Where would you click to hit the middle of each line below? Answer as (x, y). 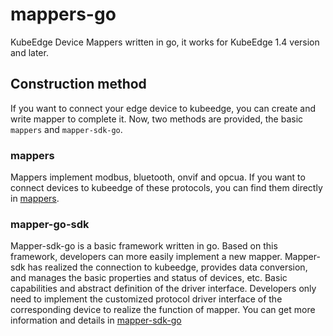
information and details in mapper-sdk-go (96, 320)
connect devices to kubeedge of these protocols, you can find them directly (166, 188)
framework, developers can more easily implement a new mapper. (146, 257)
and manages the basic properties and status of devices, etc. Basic (149, 278)
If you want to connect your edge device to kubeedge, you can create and (163, 108)
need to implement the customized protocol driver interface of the (146, 299)
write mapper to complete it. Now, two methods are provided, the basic (157, 119)
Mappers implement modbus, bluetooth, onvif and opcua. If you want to (158, 177)
